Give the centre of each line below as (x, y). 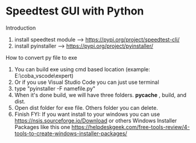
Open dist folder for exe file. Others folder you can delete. (86, 107)
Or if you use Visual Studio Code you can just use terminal (87, 82)
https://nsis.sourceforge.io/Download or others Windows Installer (96, 120)
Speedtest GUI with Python (75, 11)
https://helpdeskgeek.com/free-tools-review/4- (131, 127)
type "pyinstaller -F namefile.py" (55, 88)
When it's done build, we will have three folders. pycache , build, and (100, 95)
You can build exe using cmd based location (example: (82, 69)
